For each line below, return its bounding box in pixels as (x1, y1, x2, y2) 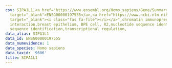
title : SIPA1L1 (5, 55, 38, 60)
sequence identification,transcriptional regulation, (10, 27, 127, 32)
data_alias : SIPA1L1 (5, 31, 50, 36)
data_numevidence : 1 (5, 41, 50, 46)
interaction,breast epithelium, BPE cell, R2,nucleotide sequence (10, 21, 155, 27)
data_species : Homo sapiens (5, 46, 66, 51)
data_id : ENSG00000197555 (5, 36, 60, 41)
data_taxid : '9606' (5, 50, 47, 55)
